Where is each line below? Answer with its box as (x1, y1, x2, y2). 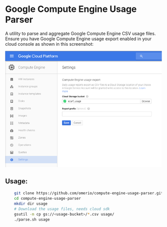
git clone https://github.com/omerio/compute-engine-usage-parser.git (14, 191, 164, 196)
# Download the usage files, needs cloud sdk (14, 206, 110, 212)
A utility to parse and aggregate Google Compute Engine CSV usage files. (5, 30, 156, 36)
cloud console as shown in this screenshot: (5, 41, 94, 47)
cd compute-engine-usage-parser (14, 196, 81, 201)
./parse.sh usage (14, 217, 50, 222)
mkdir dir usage (14, 201, 48, 206)
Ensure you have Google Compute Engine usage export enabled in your (5, 36, 152, 42)
